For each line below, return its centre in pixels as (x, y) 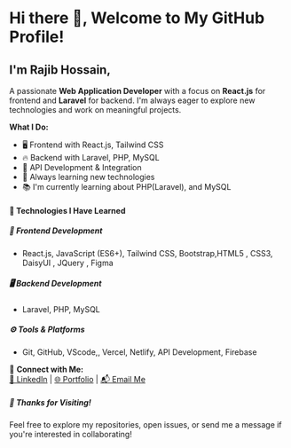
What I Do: (29, 127)
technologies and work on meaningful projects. (95, 110)
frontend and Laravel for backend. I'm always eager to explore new (132, 100)
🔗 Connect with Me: (47, 369)
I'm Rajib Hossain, (60, 70)
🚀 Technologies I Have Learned (67, 210)
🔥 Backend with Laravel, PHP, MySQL (90, 157)
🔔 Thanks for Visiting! (50, 403)
